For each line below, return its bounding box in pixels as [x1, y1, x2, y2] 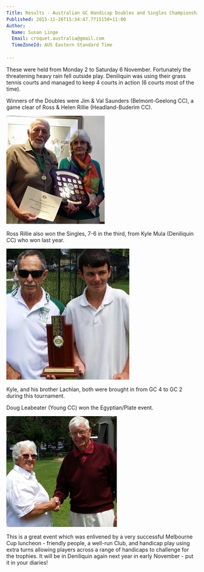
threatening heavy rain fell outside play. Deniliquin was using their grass [6, 72, 186, 79]
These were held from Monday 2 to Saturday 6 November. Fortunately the [6, 66, 191, 73]
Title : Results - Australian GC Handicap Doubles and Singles [6, 10, 167, 16]
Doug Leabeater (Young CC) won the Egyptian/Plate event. [6, 404, 154, 411]
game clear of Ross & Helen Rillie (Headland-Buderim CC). [6, 104, 153, 111]
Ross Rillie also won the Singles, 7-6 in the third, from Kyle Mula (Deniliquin [6, 230, 194, 237]
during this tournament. [6, 392, 66, 399]
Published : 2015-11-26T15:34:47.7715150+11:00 [6, 16, 126, 23]
